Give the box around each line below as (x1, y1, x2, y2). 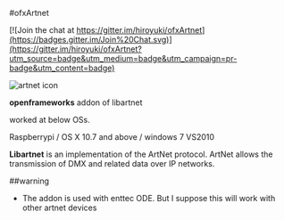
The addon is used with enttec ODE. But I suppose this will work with (21, 193, 276, 203)
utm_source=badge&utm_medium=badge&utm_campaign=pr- (9, 53, 238, 63)
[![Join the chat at (9, 25, 75, 35)
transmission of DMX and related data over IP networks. (9, 159, 215, 168)
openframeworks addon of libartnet (9, 97, 143, 108)
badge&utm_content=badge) (9, 62, 115, 73)
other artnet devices (21, 202, 97, 213)
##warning (9, 175, 50, 186)
